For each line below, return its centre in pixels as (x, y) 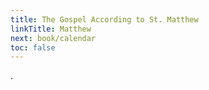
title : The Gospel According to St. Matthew (104, 19)
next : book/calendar (53, 38)
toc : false (33, 47)
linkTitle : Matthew (51, 29)
